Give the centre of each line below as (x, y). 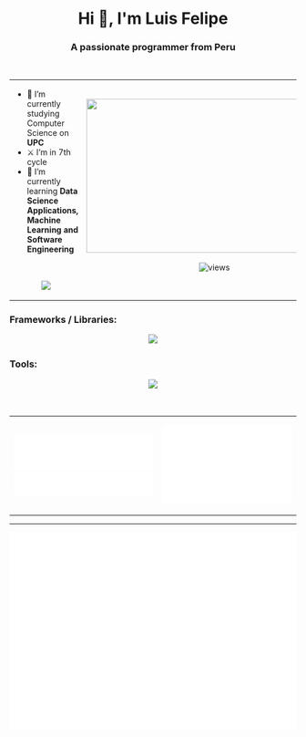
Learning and (53, 230)
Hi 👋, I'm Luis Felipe (153, 19)
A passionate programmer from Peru (153, 47)
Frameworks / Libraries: (63, 319)
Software (45, 240)
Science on (48, 133)
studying (43, 114)
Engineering (51, 249)
